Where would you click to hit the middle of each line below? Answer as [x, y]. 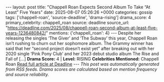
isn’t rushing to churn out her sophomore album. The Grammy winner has [79, 43]
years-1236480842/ [26, 33]
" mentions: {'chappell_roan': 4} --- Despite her [94, 33]
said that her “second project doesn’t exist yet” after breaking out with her [80, 49]
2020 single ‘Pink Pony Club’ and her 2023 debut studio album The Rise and [82, 54]
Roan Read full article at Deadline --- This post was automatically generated [82, 64]
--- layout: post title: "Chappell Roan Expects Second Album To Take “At [78, 7]
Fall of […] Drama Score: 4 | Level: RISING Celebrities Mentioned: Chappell [82, 59]
